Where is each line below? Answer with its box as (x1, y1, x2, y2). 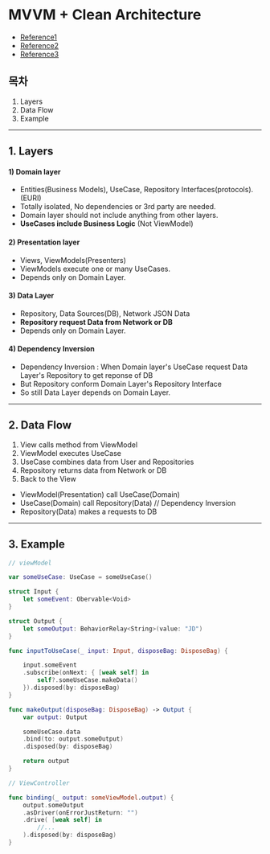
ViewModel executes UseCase (19, 448, 122, 458)
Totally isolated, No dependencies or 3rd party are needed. (19, 202, 216, 211)
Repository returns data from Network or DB (19, 465, 167, 475)
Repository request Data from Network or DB (19, 317, 173, 326)
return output (22, 758, 70, 766)
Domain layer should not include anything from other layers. (19, 211, 219, 220)
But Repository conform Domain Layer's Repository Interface (19, 379, 223, 388)
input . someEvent (22, 661, 78, 669)
